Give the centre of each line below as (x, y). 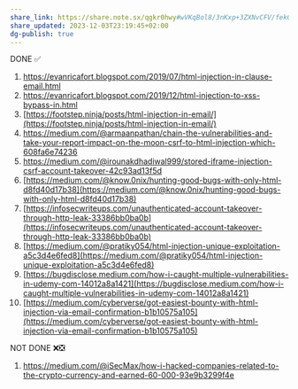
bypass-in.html (50, 105)
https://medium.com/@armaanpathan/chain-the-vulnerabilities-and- (148, 133)
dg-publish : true (42, 34)
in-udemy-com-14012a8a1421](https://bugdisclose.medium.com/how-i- (153, 284)
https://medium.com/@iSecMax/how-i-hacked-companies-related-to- (151, 366)
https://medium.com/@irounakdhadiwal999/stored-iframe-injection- (147, 161)
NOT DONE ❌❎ (38, 348)
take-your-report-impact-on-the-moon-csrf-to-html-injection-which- (149, 143)
